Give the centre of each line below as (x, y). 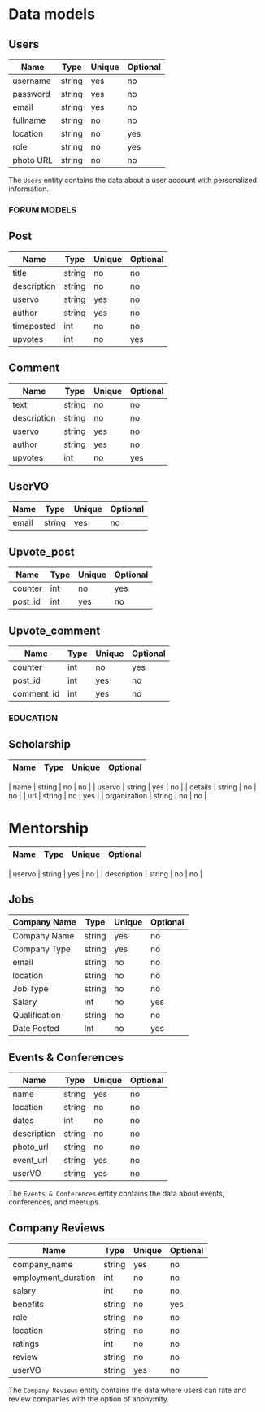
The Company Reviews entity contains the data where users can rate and (127, 1390)
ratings (26, 1344)
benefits (28, 1305)
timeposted (34, 326)
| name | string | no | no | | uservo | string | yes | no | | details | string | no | (132, 787)
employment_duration (54, 1278)
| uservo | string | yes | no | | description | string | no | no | (106, 874)
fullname (29, 120)
